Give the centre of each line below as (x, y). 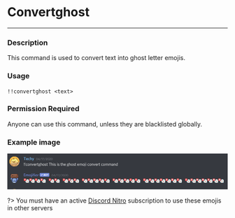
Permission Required (43, 109)
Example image (34, 142)
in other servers (30, 208)
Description (28, 43)
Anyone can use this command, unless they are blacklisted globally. (105, 124)
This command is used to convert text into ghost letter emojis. (96, 58)
